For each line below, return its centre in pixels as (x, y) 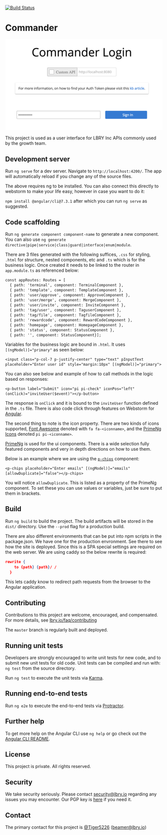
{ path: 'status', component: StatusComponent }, (62, 330)
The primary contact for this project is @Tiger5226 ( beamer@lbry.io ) (76, 828)
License (18, 755)
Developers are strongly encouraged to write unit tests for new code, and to (83, 658)
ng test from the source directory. (40, 668)
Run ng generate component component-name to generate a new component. (82, 234)
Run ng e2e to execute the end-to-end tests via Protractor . (65, 706)
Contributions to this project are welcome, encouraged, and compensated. (82, 615)
